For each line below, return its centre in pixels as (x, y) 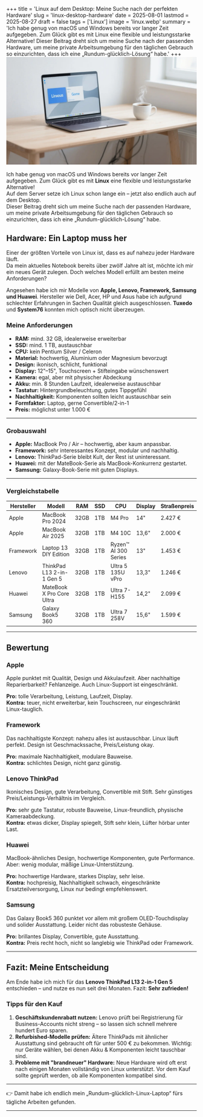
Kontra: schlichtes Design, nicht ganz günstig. (64, 762)
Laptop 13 (55, 547)
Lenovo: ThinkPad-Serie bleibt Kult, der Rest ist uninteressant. (93, 456)
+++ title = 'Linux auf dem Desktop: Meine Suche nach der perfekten (92, 9)
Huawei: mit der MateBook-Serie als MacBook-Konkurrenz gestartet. (101, 463)
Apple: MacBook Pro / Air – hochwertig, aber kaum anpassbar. (93, 444)
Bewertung (28, 648)
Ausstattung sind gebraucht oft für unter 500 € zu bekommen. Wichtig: (103, 1043)
